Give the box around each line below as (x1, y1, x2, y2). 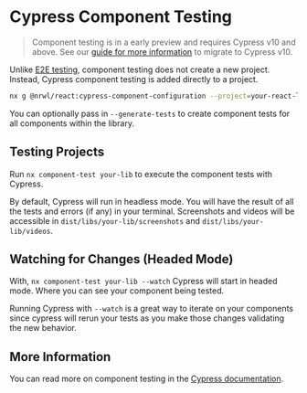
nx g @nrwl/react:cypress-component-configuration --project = (9, 91, 251, 101)
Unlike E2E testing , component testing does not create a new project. (9, 64, 270, 75)
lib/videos (9, 227, 51, 236)
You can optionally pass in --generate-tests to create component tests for (9, 108, 291, 119)
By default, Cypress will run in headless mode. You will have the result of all (9, 196, 294, 207)
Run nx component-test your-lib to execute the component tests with (9, 168, 272, 179)
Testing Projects (9, 144, 105, 160)
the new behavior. (9, 323, 78, 334)
